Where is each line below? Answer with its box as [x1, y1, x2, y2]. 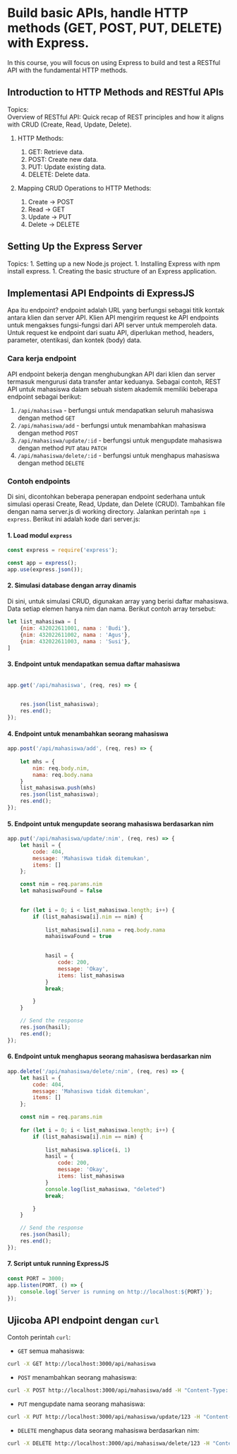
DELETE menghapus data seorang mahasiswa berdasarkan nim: [17, 1426, 200, 1434]
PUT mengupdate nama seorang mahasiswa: [17, 1400, 146, 1408]
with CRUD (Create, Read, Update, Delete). [7, 120, 132, 129]
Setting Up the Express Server [7, 240, 142, 252]
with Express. [7, 35, 90, 51]
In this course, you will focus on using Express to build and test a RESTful [7, 58, 221, 66]
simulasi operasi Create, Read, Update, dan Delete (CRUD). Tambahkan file [7, 500, 226, 508]
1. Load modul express [7, 531, 73, 539]
